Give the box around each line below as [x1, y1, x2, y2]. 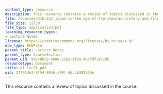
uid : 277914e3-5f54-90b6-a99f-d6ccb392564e [5, 70, 95, 75]
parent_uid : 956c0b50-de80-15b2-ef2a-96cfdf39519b [5, 57, 110, 62]
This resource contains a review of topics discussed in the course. [5, 83, 138, 89]
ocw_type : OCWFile [5, 43, 42, 48]
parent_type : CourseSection [5, 52, 62, 57]
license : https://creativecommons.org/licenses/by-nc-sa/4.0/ [5, 39, 133, 44]
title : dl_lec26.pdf [5, 66, 47, 71]
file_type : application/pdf [5, 25, 62, 30]
